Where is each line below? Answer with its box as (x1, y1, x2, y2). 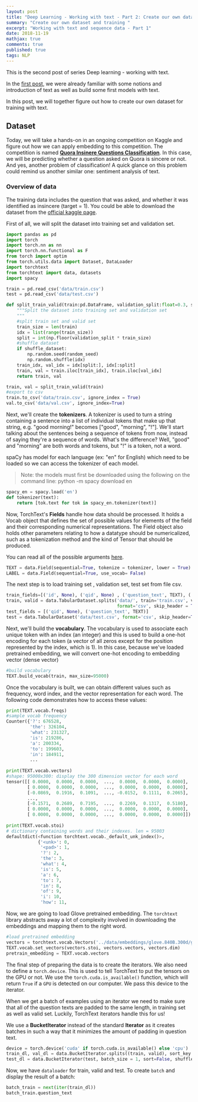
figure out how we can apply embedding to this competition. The (6, 143, 163, 150)
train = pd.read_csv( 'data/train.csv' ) (6, 286, 104, 292)
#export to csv (6, 390, 44, 395)
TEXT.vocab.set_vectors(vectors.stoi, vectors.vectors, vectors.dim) (6, 945, 181, 951)
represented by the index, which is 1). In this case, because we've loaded (6, 644, 184, 651)
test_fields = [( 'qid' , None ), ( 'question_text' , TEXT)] (6, 609, 149, 615)
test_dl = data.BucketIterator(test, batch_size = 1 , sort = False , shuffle (6, 1056, 194, 1063)
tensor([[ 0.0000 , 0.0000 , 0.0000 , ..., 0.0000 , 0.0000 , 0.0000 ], (6, 778, 189, 784)
